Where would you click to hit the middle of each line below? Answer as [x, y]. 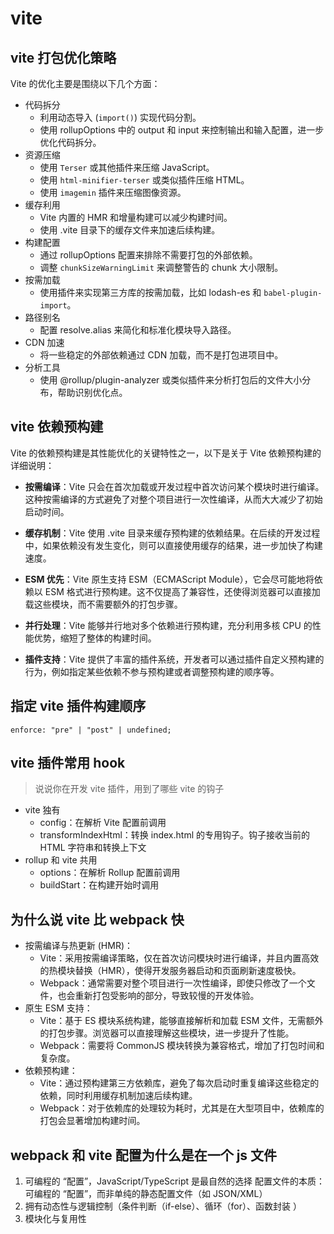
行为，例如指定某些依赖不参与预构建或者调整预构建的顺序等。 [152, 671]
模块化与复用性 [55, 1219]
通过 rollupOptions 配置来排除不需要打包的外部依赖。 [148, 255]
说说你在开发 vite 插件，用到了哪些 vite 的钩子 [129, 789]
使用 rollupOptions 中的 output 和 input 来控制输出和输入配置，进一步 [182, 130]
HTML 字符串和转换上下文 [93, 848]
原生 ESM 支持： [58, 1008]
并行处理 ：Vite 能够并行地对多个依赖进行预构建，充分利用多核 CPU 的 [168, 625]
